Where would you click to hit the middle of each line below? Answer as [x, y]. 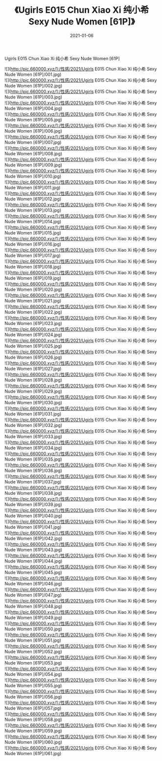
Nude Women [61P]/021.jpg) [33, 300]
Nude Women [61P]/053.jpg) [33, 663]
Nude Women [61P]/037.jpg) [33, 482]
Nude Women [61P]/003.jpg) [33, 97]
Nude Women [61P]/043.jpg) [34, 550]
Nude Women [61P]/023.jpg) [33, 323]
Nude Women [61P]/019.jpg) [33, 278]
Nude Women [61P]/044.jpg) [34, 561]
